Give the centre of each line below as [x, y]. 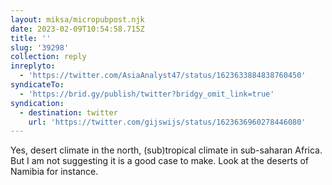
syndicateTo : [37, 85]
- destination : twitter [68, 112]
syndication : [37, 103]
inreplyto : [33, 66]
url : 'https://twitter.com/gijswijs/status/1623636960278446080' [167, 122]
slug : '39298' [40, 47]
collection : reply [48, 57]
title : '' [31, 38]
